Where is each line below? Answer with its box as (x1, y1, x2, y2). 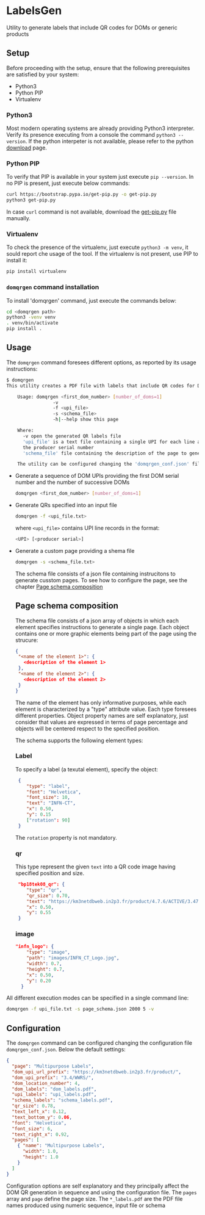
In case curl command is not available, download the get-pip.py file (6, 208, 177, 215)
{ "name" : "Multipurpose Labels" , (17, 1142, 105, 1149)
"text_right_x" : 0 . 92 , (12, 1131, 70, 1137)
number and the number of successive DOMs (15, 478, 130, 486)
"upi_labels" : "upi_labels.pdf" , (12, 1092, 97, 1098)
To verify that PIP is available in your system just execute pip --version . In (6, 173, 194, 181)
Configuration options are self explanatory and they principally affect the (6, 1182, 189, 1189)
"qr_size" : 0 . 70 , (26, 892, 71, 899)
